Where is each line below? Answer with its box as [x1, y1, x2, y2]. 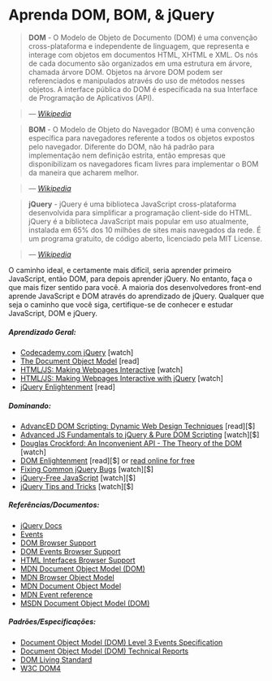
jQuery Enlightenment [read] [19, 382, 116, 392]
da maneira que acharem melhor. [28, 167, 140, 177]
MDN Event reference [19, 589, 93, 599]
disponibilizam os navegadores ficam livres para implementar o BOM [28, 158, 259, 168]
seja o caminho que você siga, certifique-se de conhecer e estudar [8, 299, 234, 310]
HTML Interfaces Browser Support [19, 555, 136, 565]
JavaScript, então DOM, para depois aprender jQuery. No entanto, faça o [8, 274, 253, 284]
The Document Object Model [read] [19, 356, 140, 366]
